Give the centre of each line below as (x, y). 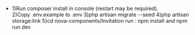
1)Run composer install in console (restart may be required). (85, 8)
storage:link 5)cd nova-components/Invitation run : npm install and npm (100, 21)
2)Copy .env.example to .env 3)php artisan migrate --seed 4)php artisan (100, 15)
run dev (21, 27)
